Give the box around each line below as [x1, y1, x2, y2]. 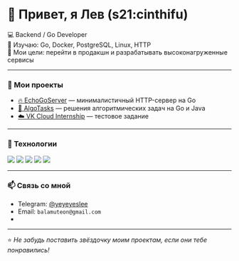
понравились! [7, 245, 50, 254]
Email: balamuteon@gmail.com [17, 207, 102, 216]
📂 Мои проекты [7, 79, 64, 89]
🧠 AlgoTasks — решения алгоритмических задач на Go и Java [17, 104, 206, 113]
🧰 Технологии [7, 139, 58, 149]
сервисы [7, 55, 34, 64]
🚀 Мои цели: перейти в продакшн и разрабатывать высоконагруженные [7, 48, 228, 56]
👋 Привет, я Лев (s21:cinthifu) [7, 6, 188, 23]
